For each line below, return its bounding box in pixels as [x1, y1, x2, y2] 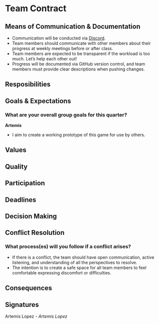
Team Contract [5, 3, 67, 14]
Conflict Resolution [5, 229, 65, 237]
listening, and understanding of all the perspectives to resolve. [12, 259, 138, 265]
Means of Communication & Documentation [5, 22, 141, 31]
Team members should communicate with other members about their [12, 40, 151, 46]
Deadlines [5, 196, 36, 204]
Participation [5, 179, 45, 187]
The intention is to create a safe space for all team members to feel [12, 265, 147, 270]
